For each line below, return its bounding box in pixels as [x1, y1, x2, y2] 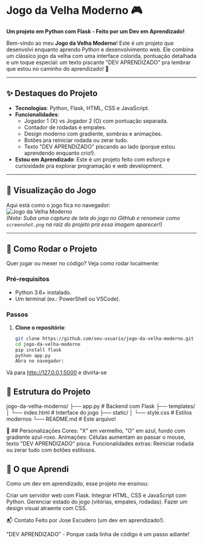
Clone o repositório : [14, 323, 66, 331]
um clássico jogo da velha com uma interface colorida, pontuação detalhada [6, 52, 197, 59]
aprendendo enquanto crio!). [24, 149, 95, 157]
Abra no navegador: [14, 358, 65, 364]
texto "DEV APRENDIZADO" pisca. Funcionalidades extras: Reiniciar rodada [6, 440, 195, 447]
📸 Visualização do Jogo [6, 186, 97, 196]
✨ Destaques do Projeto [6, 88, 98, 99]
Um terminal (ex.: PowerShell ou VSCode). [14, 295, 121, 302]
